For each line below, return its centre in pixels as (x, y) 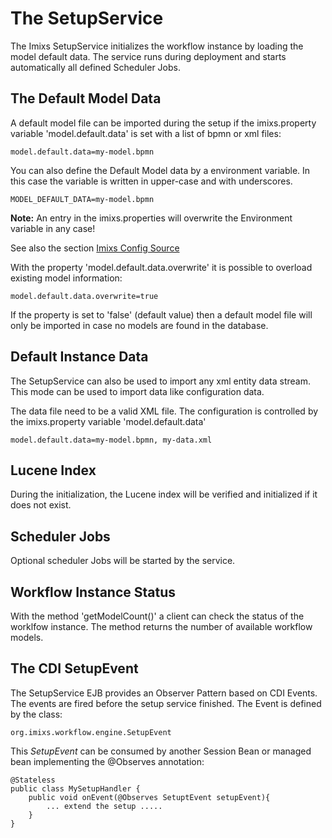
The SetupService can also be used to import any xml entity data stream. (160, 381)
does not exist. (41, 505)
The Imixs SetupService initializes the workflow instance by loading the (157, 46)
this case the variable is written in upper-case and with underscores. (151, 181)
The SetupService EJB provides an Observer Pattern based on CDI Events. (164, 693)
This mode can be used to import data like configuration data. (137, 391)
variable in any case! (53, 228)
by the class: (36, 714)
